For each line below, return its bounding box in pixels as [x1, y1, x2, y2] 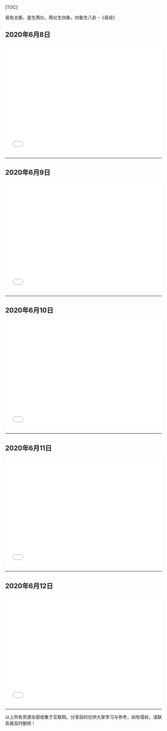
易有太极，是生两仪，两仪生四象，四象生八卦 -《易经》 [5, 14, 118, 20]
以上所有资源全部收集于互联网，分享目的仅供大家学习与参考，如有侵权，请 [5, 714, 158, 720]
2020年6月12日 [5, 581, 53, 590]
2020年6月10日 [5, 306, 54, 315]
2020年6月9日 [5, 168, 51, 177]
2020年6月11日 [5, 444, 52, 452]
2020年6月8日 [5, 30, 51, 39]
